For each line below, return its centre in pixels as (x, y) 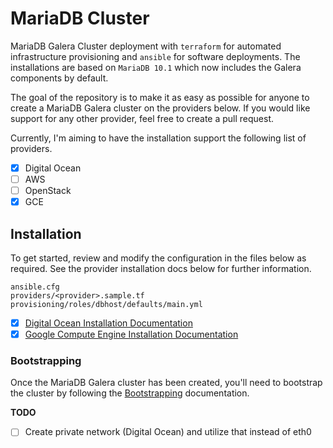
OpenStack (48, 191)
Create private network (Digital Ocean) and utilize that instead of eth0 (168, 432)
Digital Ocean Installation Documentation (108, 323)
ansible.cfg (35, 287)
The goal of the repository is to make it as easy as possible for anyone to (160, 97)
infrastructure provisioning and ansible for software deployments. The (155, 56)
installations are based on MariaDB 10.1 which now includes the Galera (156, 67)
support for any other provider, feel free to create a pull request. (142, 118)
